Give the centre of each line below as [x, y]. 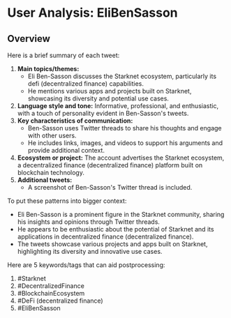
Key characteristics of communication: [75, 121]
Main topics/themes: [48, 69]
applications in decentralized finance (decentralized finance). [105, 236]
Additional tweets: [45, 180]
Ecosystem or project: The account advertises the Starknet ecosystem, [121, 158]
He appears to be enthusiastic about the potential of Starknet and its [115, 229]
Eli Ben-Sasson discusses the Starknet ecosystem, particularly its [122, 76]
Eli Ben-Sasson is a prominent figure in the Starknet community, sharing [121, 214]
